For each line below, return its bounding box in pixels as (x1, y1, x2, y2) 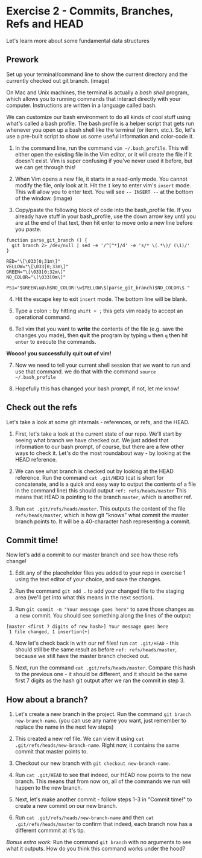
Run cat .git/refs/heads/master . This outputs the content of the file (14, 505, 186, 512)
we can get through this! (14, 163, 76, 170)
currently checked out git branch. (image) (6, 77, 110, 84)
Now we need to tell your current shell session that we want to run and (14, 361, 191, 369)
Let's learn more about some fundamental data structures (6, 37, 150, 44)
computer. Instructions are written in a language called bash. (6, 102, 157, 109)
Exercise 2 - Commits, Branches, (6, 4, 174, 18)
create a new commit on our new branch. (14, 802, 118, 810)
